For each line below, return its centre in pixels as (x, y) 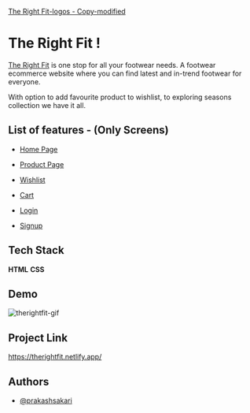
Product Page (42, 164)
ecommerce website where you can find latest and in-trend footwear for (125, 73)
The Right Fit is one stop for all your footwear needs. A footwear (112, 65)
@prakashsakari (46, 400)
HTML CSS (26, 269)
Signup (31, 225)
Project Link (38, 338)
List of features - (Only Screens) (88, 130)
